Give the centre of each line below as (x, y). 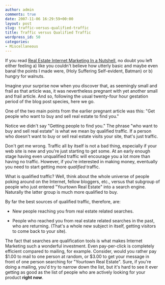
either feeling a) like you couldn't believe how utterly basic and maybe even (82, 66)
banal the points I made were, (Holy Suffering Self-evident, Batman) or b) (79, 71)
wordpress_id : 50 (23, 37)
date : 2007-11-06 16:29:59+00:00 (39, 19)
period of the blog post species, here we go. (50, 101)
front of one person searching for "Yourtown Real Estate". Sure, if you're (78, 261)
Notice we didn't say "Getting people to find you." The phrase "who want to (82, 126)
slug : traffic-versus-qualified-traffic (47, 28)
